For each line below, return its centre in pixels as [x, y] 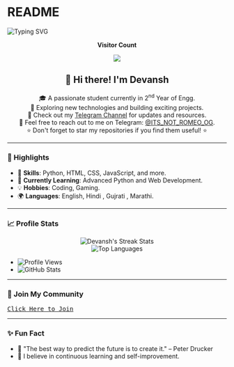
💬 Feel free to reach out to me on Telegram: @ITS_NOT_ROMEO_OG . [117, 123]
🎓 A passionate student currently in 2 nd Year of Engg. [117, 97]
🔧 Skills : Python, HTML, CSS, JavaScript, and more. [92, 173]
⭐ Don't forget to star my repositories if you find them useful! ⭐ [117, 130]
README [33, 12]
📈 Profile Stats [33, 224]
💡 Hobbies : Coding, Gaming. [58, 187]
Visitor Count [117, 45]
